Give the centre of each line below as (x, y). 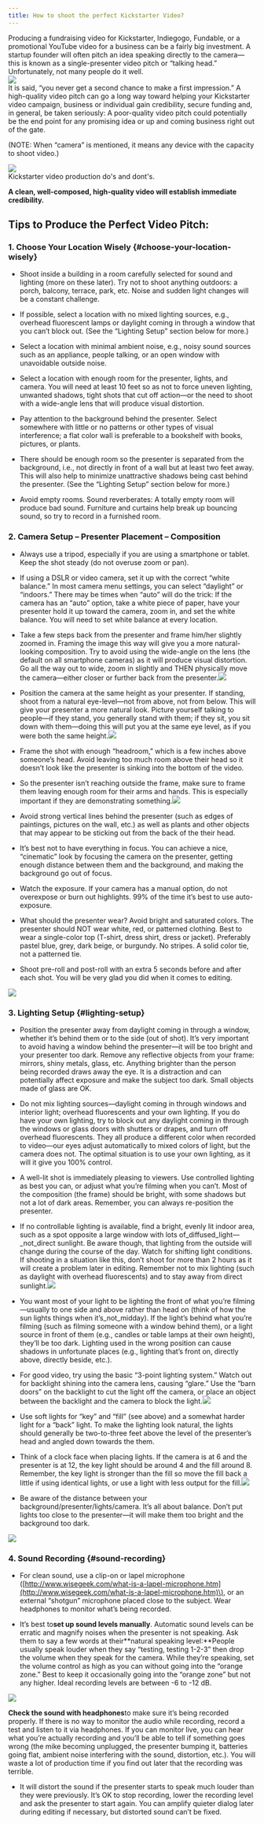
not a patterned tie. (51, 953)
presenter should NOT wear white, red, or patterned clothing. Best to (130, 929)
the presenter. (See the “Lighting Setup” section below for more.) (125, 485)
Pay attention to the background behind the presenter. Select (118, 419)
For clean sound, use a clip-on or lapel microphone (102, 1576)
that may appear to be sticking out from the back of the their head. (127, 833)
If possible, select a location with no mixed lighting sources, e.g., (124, 314)
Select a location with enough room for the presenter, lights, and (123, 378)
